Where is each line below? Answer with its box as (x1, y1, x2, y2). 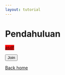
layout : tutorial (5, 7, 41, 12)
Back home (5, 65, 28, 71)
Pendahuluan (5, 28, 61, 39)
